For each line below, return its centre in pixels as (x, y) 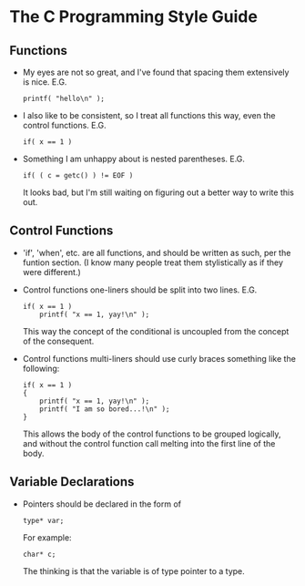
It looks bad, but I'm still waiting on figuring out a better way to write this (158, 192)
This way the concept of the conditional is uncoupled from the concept (156, 331)
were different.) (52, 272)
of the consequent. (58, 341)
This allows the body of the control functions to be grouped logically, (152, 434)
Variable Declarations (72, 482)
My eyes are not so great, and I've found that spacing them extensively (156, 72)
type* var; (43, 520)
